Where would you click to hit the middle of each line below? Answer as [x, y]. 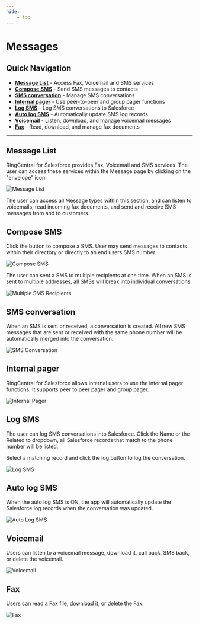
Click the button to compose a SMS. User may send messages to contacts [97, 246]
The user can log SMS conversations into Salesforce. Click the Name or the [98, 434]
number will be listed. [32, 446]
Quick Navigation [39, 68]
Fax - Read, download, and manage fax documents [77, 127]
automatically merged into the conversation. [60, 338]
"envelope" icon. [27, 178]
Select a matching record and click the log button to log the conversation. [96, 457]
